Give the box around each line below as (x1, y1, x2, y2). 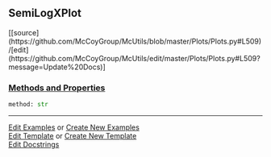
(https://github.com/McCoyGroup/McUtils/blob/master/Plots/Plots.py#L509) (8, 36, 262, 46)
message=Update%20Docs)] (8, 62, 106, 72)
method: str (8, 101, 48, 109)
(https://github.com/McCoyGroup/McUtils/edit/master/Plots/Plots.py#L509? (8, 53, 261, 63)
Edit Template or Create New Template (8, 130, 137, 140)
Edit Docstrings (8, 139, 60, 149)
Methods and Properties (8, 82, 106, 93)
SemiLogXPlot (8, 6, 82, 20)
